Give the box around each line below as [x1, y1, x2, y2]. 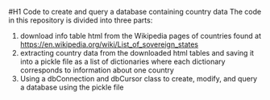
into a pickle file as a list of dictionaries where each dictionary [19, 56, 226, 66]
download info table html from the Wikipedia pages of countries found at [19, 31, 262, 40]
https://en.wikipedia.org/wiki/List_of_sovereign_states [19, 40, 199, 49]
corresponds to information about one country [19, 65, 175, 75]
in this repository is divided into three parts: [8, 15, 153, 25]
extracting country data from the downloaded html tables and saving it [19, 48, 255, 57]
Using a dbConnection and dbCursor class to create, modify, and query [19, 74, 258, 83]
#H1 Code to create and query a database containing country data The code [8, 7, 262, 16]
